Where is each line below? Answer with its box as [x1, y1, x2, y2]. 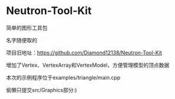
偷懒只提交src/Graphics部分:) [6, 86, 77, 93]
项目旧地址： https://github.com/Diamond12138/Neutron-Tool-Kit [6, 49, 162, 56]
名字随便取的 [6, 36, 37, 43]
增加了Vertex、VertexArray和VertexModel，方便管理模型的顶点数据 [6, 62, 170, 69]
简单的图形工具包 [6, 24, 48, 31]
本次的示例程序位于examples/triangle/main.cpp [6, 74, 121, 81]
